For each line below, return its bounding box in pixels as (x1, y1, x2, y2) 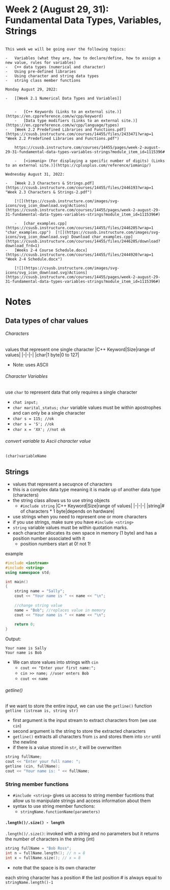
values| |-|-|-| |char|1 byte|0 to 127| (5, 351, 79, 358)
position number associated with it (12, 535, 85, 541)
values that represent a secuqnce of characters (12, 481, 112, 487)
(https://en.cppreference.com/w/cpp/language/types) (5, 123, 120, 128)
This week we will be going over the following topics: (5, 46, 126, 52)
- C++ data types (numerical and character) (5, 64, 106, 69)
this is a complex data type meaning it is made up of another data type (12, 486, 161, 492)
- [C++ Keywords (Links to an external (14, 109, 103, 114)
